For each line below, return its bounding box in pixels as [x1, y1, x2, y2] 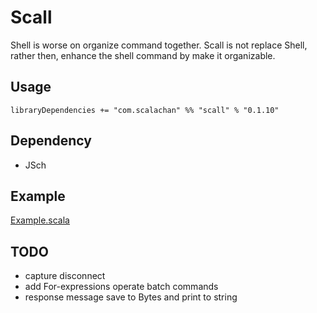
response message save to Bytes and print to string [24, 291, 238, 303]
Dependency [10, 132, 92, 150]
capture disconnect [24, 270, 106, 282]
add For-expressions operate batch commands [24, 281, 219, 293]
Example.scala [10, 214, 70, 226]
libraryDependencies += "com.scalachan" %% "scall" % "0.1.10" [10, 105, 280, 115]
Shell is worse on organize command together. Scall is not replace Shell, [10, 39, 308, 51]
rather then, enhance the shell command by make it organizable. [10, 49, 276, 61]
